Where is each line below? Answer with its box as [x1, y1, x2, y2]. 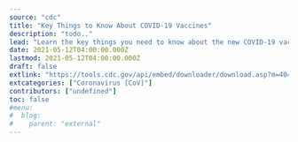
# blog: [9, 111, 42, 120]
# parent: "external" [9, 120, 101, 129]
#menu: [9, 103, 34, 112]
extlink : [9, 71, 42, 79]
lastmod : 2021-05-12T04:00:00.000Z [9, 54, 141, 63]
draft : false [9, 63, 58, 71]
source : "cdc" [9, 12, 62, 22]
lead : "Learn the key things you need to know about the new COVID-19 [9, 37, 276, 47]
